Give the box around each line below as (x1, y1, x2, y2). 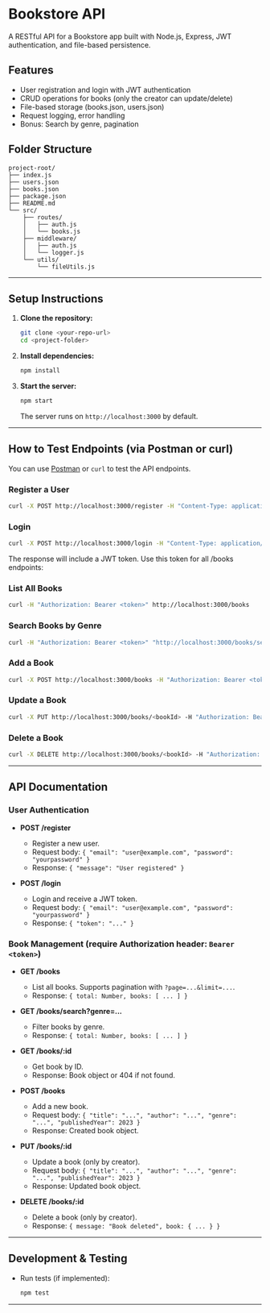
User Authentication (8, 804, 90, 816)
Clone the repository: (19, 314, 93, 323)
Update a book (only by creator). (31, 1157, 141, 1166)
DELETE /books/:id (19, 1196, 84, 1206)
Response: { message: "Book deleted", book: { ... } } (31, 1220, 221, 1230)
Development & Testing (8, 1252, 128, 1265)
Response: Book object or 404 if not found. (31, 1070, 175, 1080)
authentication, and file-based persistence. (8, 39, 151, 49)
